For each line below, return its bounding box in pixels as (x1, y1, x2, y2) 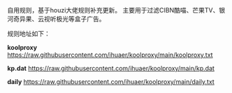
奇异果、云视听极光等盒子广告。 (13, 15, 106, 23)
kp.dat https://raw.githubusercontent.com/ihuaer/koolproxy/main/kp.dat (7, 65, 215, 72)
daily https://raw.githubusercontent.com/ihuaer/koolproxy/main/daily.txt (7, 78, 215, 85)
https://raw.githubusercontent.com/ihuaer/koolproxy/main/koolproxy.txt (7, 51, 213, 59)
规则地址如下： (7, 30, 50, 37)
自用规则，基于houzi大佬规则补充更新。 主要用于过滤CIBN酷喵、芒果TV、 (7, 6, 219, 14)
